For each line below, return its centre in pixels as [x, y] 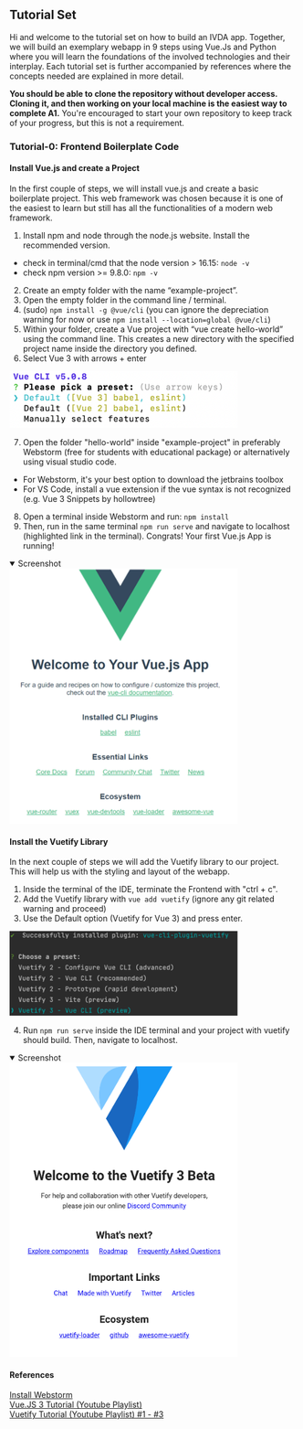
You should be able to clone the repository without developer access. [144, 93]
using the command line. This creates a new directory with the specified [158, 338]
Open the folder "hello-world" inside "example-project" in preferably [151, 442]
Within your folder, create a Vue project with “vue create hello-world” [153, 329]
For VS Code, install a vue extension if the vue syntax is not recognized [157, 489]
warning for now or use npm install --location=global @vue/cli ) [146, 319]
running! [38, 545]
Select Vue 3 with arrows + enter [85, 358]
